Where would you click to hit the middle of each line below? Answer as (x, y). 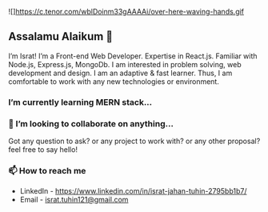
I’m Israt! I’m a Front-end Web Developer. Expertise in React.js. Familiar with (133, 56)
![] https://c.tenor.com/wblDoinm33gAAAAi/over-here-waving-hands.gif (126, 12)
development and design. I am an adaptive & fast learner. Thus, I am (120, 73)
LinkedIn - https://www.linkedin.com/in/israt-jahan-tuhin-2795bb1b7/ (133, 191)
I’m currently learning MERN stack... (80, 102)
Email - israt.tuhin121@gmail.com (74, 200)
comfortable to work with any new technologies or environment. (114, 81)
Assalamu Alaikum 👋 (61, 36)
